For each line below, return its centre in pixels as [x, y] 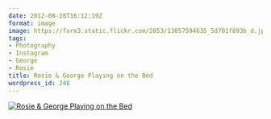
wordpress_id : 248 [39, 83]
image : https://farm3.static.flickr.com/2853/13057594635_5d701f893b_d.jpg [138, 31]
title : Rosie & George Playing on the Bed [81, 76]
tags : [17, 38]
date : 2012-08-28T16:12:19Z [56, 16]
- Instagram [28, 53]
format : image [32, 23]
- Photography [32, 46]
